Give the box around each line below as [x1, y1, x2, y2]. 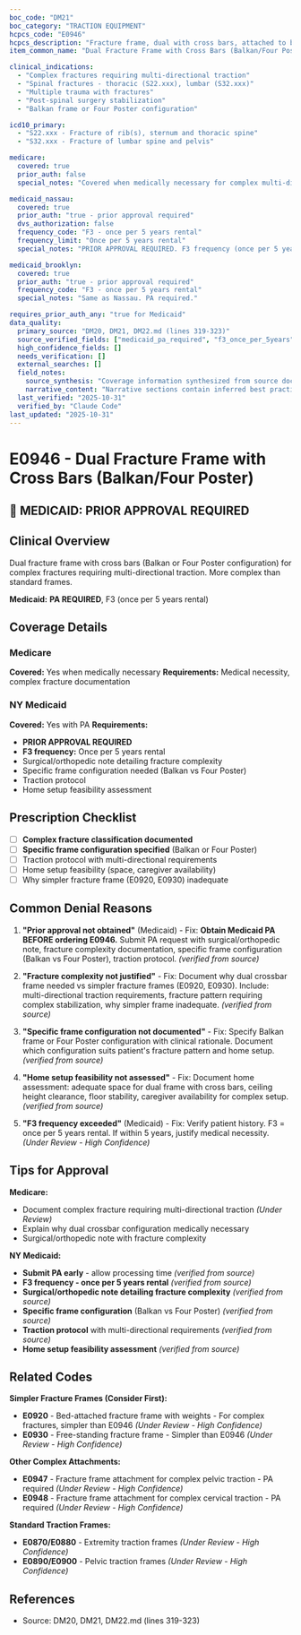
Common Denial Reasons [9, 901, 152, 916]
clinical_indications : [9, 63, 94, 72]
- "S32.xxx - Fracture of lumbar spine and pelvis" [17, 137, 215, 146]
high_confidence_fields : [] [17, 343, 123, 352]
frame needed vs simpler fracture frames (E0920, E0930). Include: [21, 980, 270, 991]
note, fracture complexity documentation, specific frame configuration [21, 943, 283, 954]
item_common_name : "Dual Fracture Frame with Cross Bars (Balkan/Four [9, 47, 279, 56]
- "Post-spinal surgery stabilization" [17, 96, 167, 105]
